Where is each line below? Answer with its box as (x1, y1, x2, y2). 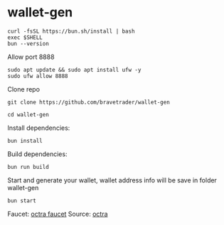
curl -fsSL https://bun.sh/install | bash (7, 28, 135, 35)
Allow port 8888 (7, 53, 55, 61)
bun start (7, 197, 37, 204)
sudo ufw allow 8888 (7, 72, 69, 79)
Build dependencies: (7, 150, 68, 158)
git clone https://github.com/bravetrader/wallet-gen (7, 99, 171, 106)
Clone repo (7, 84, 41, 93)
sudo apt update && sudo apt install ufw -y (7, 66, 142, 73)
